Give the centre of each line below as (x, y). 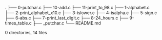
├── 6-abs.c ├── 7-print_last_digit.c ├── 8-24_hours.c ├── (67, 18)
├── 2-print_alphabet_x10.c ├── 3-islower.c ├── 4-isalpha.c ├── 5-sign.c (81, 13)
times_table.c (18, 23)
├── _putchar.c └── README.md (67, 23)
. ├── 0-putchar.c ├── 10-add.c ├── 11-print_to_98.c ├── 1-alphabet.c (77, 8)
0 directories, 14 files (26, 32)
